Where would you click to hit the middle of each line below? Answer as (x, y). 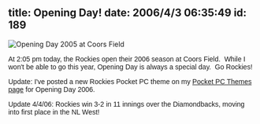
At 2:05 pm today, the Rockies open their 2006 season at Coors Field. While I (127, 59)
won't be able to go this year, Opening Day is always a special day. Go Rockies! (130, 67)
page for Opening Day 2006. (52, 89)
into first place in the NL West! (54, 112)
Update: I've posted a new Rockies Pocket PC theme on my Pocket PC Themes (130, 81)
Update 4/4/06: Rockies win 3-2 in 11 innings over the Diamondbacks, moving (126, 104)
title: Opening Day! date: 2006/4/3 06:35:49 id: (127, 13)
